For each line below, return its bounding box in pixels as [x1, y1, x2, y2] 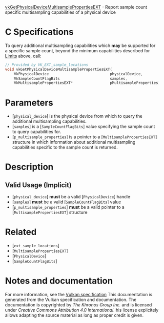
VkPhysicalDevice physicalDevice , [14, 71, 143, 76]
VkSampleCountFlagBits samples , [14, 76, 128, 81]
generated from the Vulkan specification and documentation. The [5, 297, 137, 302]
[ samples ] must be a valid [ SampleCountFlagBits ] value [12, 199, 121, 205]
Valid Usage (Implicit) [5, 181, 72, 189]
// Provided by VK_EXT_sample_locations [5, 62, 89, 67]
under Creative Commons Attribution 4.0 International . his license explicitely [5, 307, 159, 313]
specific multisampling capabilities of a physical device [5, 9, 116, 15]
